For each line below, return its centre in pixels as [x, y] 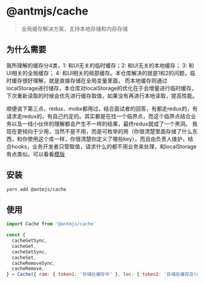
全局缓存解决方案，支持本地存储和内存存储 [74, 28]
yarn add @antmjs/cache [36, 189]
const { [16, 235]
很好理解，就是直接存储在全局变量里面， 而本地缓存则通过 [95, 81]
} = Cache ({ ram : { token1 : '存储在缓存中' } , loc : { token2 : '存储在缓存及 [100, 275]
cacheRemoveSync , [34, 263]
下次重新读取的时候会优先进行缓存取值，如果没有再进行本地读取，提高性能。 [102, 96]
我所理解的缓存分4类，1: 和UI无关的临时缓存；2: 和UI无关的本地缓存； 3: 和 [100, 65]
